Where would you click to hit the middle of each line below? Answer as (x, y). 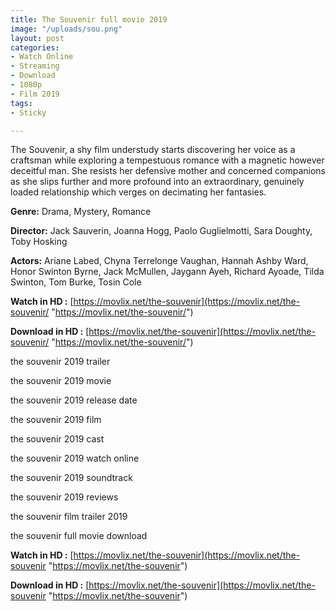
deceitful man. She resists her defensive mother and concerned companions (168, 171)
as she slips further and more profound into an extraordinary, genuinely (157, 182)
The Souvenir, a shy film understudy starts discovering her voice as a (153, 150)
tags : (21, 103)
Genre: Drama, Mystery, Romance (81, 212)
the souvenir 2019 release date (74, 400)
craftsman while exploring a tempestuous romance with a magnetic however (167, 160)
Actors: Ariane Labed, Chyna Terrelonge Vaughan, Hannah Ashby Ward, (159, 261)
